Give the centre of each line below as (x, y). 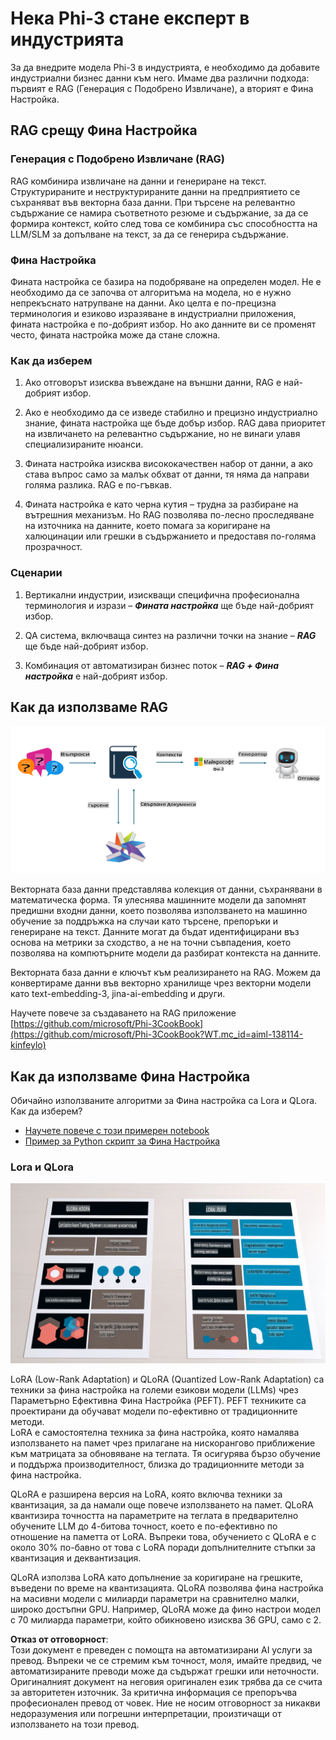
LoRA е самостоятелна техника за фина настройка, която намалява (155, 1433)
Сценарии (36, 573)
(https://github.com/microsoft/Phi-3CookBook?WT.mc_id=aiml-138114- (157, 1034)
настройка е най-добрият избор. (96, 676)
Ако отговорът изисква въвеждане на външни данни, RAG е (153, 383)
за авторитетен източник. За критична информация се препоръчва (154, 1693)
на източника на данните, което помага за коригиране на (147, 526)
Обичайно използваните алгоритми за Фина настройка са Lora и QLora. (164, 1101)
